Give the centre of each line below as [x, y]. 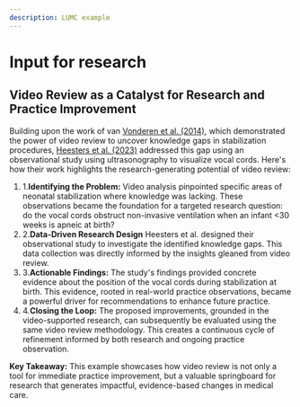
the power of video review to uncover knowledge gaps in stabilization [138, 140]
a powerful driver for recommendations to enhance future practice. [146, 301]
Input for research [78, 62]
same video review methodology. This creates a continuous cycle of [148, 330]
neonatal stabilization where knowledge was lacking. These [132, 196]
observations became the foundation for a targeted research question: [152, 205]
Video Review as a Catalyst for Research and [137, 95]
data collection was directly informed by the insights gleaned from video [156, 253]
